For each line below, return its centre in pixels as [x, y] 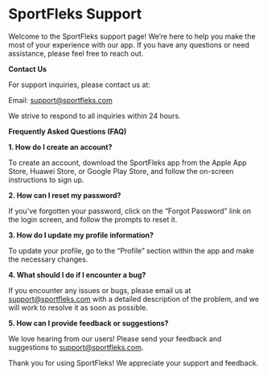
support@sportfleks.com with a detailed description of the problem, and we [134, 299]
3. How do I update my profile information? [81, 235]
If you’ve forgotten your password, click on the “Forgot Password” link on [130, 211]
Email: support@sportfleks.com [60, 100]
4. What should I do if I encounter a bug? [77, 275]
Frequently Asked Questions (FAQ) [68, 131]
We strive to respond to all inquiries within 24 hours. [94, 116]
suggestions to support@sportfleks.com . [76, 347]
